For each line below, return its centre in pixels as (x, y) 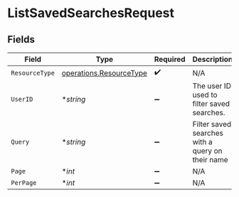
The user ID (212, 86)
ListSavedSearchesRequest (91, 13)
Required (170, 59)
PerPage (24, 183)
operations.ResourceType (105, 73)
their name (211, 160)
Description (213, 59)
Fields (21, 39)
